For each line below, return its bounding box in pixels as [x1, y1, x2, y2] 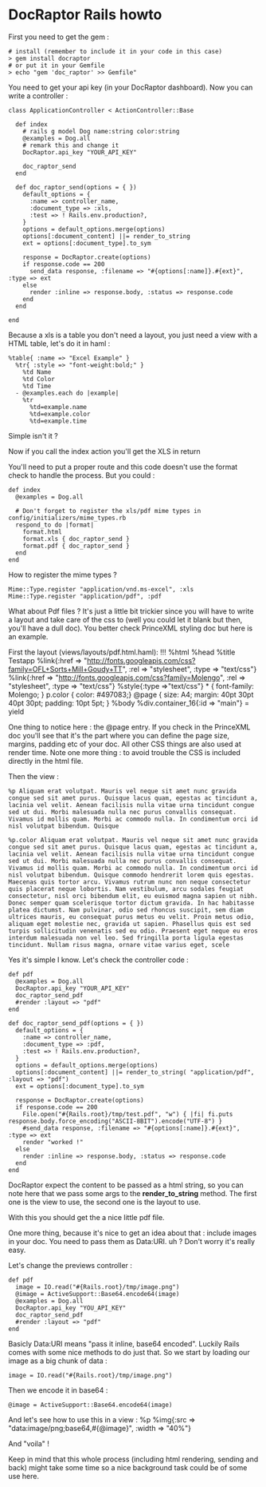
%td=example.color [29, 410, 91, 418]
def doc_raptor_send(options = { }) [15, 183, 137, 191]
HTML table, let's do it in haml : [8, 338, 111, 348]
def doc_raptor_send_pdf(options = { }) [8, 1019, 145, 1028]
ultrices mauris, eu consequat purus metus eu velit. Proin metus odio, [8, 912, 255, 920]
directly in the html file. [8, 756, 84, 765]
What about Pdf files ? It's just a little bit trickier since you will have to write [8, 606, 254, 616]
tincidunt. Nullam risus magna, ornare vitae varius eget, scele [8, 940, 229, 948]
